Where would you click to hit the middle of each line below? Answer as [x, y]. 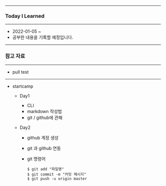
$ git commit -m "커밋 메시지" [57, 174]
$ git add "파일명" [45, 169]
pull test [20, 72]
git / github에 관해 [45, 118]
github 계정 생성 [43, 137]
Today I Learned [25, 16]
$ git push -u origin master [57, 179]
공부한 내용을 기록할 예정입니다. [42, 37]
